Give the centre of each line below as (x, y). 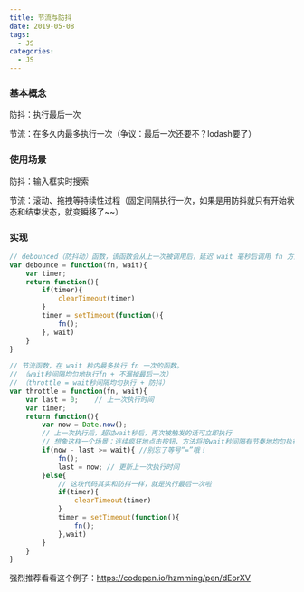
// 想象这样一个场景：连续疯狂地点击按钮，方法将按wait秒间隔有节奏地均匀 (164, 442)
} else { (54, 475)
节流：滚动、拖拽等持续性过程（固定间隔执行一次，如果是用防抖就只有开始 (148, 200)
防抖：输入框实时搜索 (49, 181)
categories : (32, 52)
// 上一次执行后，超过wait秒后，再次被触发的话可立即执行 (137, 434)
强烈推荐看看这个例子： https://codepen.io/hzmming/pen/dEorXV (130, 578)
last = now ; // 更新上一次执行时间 (119, 467)
